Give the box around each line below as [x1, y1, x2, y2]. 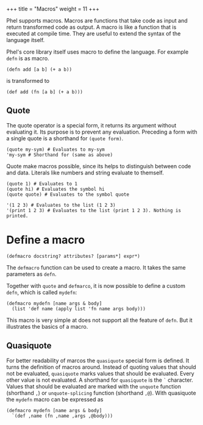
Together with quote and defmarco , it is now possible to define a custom [6, 282, 186, 289]
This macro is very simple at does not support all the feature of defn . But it [6, 316, 193, 324]
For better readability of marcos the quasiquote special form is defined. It [6, 357, 190, 364]
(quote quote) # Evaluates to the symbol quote [6, 191, 130, 198]
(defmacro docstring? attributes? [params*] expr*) [6, 253, 140, 259]
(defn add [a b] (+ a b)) [6, 66, 72, 73]
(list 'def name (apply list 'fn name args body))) [12, 305, 146, 312]
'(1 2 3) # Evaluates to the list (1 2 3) [6, 202, 116, 208]
